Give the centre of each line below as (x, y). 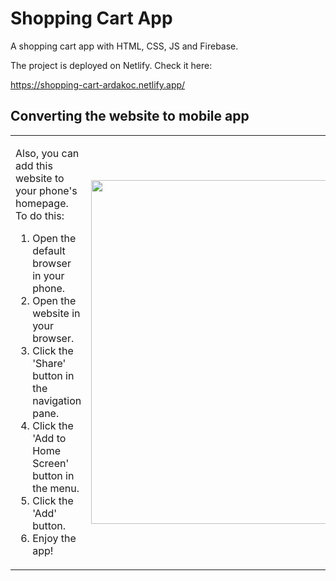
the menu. (56, 488)
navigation (57, 400)
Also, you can (47, 153)
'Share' (49, 363)
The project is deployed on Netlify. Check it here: (111, 65)
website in (56, 313)
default (49, 250)
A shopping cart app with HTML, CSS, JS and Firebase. (124, 46)
